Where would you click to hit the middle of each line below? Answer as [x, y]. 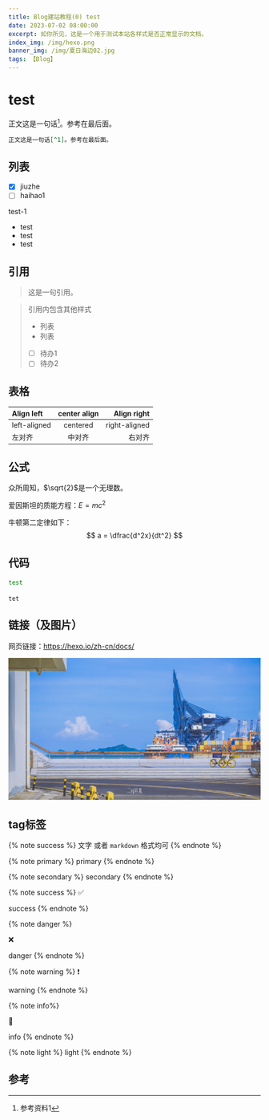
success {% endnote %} [49, 908]
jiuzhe [30, 187]
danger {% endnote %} [47, 956]
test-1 [18, 212]
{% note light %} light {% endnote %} [70, 1052]
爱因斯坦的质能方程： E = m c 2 [57, 505]
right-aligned [128, 424]
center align [78, 413]
